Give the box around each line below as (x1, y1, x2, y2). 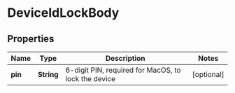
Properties (7, 33, 55, 45)
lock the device (65, 74, 116, 83)
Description (105, 54, 145, 63)
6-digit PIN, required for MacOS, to (65, 65, 181, 75)
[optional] (192, 70, 225, 79)
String (37, 70, 59, 79)
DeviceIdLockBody (7, 5, 120, 21)
